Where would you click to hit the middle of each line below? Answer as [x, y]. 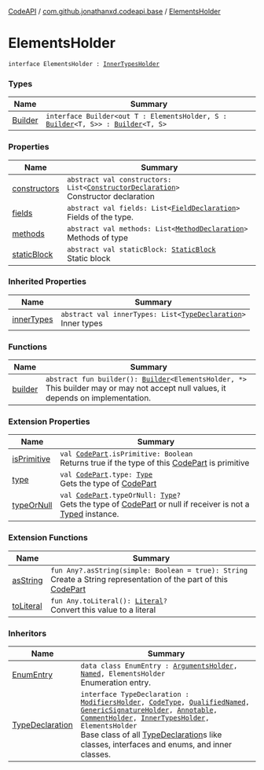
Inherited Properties [47, 282]
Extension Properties [49, 422]
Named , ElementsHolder [123, 674]
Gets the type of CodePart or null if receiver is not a [155, 504]
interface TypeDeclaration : [135, 694]
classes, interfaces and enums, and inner [156, 745]
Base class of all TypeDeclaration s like [151, 735]
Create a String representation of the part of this [139, 579]
